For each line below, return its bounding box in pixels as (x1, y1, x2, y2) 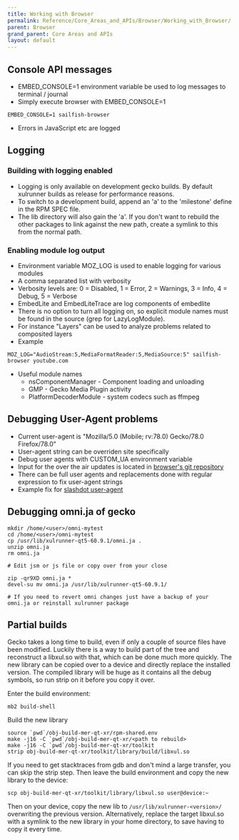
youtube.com (33, 357, 69, 364)
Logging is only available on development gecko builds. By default (17, 182, 213, 190)
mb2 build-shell (7, 703, 56, 710)
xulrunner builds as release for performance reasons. (17, 190, 175, 198)
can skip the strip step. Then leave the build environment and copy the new (7, 768, 229, 777)
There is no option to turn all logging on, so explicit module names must (17, 307, 228, 315)
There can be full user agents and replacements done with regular (17, 470, 213, 478)
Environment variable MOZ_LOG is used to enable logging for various (17, 261, 221, 270)
